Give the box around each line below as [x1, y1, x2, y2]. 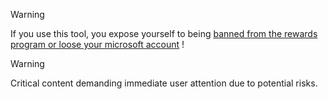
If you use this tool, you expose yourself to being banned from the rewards [10, 28, 318, 39]
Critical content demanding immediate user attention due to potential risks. [10, 77, 318, 89]
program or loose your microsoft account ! [10, 39, 185, 50]
